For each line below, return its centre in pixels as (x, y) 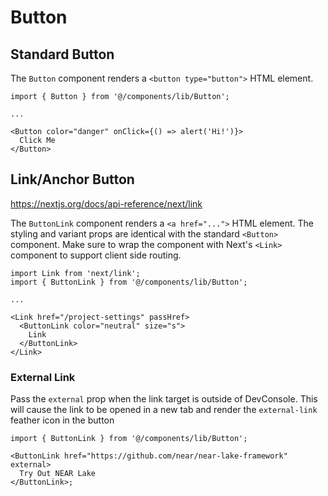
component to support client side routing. (96, 255)
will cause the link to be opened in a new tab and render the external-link (164, 410)
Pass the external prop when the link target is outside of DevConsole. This (164, 399)
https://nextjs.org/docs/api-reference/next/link (106, 203)
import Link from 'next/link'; (75, 273)
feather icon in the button (62, 420)
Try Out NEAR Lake (58, 474)
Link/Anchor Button (72, 179)
